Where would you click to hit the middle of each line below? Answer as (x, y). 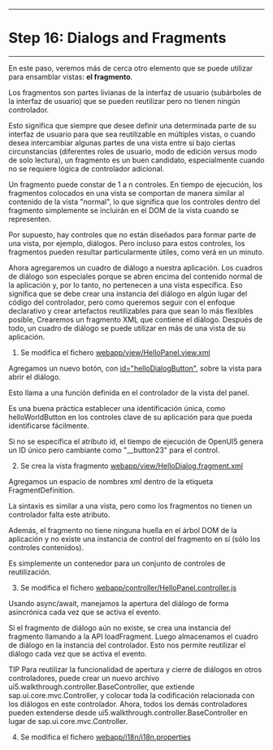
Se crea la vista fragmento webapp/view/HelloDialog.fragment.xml (132, 466)
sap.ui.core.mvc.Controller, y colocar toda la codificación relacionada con (132, 695)
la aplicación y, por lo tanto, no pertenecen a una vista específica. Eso (126, 284)
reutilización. (30, 572)
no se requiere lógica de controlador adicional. (87, 168)
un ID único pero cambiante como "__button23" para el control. (114, 450)
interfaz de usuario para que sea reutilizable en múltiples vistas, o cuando (132, 134)
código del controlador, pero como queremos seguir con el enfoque (122, 302)
